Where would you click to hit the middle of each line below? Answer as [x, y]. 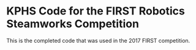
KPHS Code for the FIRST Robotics [96, 11]
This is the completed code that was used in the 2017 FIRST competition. [98, 40]
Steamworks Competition [73, 24]
